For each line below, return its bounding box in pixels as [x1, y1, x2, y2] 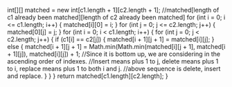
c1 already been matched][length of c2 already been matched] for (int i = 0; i [7, 13, 226, 21]
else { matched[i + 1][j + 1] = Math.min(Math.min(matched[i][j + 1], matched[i [7, 43, 226, 50]
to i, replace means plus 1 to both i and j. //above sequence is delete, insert [7, 65, 221, 72]
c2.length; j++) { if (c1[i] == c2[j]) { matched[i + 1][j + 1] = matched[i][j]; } [7, 35, 215, 43]
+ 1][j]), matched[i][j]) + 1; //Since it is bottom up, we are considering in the [7, 50, 220, 58]
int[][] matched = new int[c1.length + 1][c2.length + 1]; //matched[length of [7, 6, 220, 14]
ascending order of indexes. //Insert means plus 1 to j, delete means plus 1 [7, 57, 219, 65]
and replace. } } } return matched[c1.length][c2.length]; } [7, 72, 168, 80]
